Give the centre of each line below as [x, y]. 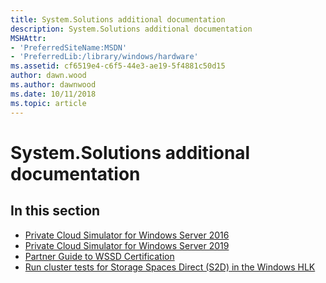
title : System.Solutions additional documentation [118, 19]
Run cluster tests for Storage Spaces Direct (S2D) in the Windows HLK [170, 267]
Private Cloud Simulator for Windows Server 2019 [127, 245]
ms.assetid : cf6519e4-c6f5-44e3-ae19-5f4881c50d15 [118, 66]
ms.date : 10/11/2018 [53, 94]
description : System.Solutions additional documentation [131, 29]
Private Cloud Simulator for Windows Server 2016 [127, 235]
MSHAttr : [28, 38]
